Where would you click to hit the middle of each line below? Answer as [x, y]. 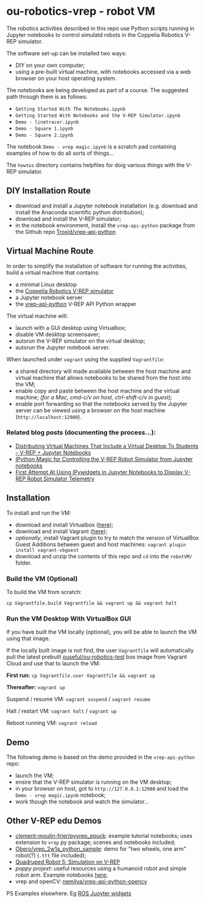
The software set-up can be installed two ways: [67, 53]
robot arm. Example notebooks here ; [62, 875]
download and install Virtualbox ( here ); [64, 525]
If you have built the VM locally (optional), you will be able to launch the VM [102, 632]
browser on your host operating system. [66, 78]
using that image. [28, 639]
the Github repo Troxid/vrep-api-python [65, 232]
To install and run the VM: [39, 513]
